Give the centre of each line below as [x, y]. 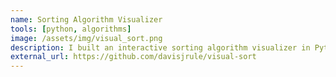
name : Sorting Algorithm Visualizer [86, 19]
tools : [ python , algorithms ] [71, 29]
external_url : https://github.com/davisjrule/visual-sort [133, 57]
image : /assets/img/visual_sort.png [86, 38]
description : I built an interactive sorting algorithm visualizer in [160, 47]
